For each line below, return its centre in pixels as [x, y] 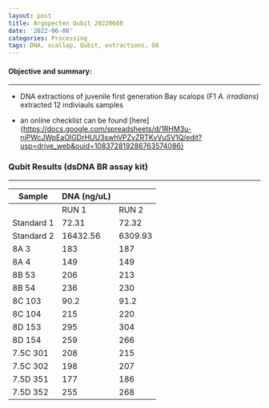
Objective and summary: [50, 71]
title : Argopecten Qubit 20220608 [66, 23]
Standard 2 [33, 236]
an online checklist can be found [74, 120]
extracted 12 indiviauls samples [72, 105]
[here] [139, 120]
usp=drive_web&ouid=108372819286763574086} [102, 146]
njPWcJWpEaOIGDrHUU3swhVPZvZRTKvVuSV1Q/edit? [111, 138]
